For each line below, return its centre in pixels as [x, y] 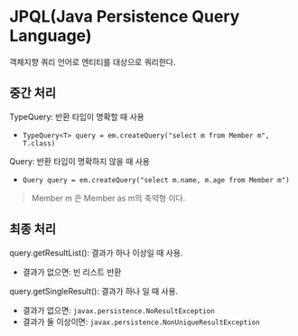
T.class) [39, 143]
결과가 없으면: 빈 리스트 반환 [72, 272]
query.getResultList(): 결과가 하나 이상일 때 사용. [96, 252]
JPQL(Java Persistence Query [125, 17]
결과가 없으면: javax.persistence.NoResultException [118, 310]
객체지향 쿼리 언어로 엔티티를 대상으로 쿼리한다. [93, 61]
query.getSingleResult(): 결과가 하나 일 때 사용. [94, 291]
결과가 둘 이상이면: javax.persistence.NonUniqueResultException [141, 322]
